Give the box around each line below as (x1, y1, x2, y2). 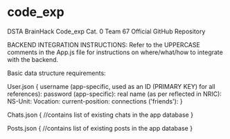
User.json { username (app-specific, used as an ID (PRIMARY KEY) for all (7, 82, 216, 90)
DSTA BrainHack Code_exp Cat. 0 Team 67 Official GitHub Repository (7, 27, 206, 35)
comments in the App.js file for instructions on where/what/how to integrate (7, 48, 223, 56)
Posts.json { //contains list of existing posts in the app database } (7, 124, 193, 132)
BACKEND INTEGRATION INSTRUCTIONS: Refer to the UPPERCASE (7, 40, 201, 49)
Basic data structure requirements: (7, 69, 106, 77)
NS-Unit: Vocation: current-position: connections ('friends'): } (7, 97, 183, 105)
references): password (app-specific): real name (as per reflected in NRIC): (7, 90, 222, 98)
